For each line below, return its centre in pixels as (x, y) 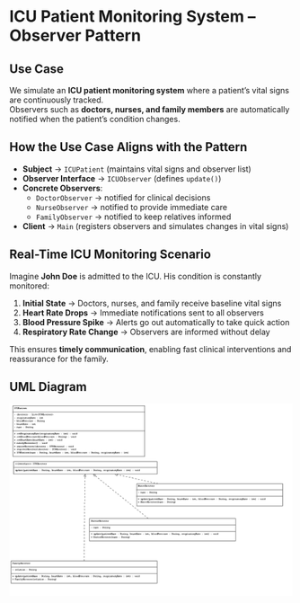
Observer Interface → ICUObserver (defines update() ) (122, 178)
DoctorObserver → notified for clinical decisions (123, 197)
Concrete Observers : (62, 188)
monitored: (29, 286)
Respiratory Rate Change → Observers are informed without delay (146, 332)
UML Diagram (48, 387)
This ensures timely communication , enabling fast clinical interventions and (150, 349)
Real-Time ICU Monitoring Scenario (110, 255)
